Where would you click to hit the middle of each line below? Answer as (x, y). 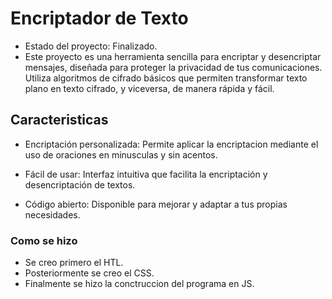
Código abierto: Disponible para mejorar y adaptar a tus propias (156, 204)
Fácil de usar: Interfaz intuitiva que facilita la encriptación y (146, 174)
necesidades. (52, 214)
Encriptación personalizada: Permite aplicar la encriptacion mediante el (171, 144)
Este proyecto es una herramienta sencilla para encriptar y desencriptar (173, 56)
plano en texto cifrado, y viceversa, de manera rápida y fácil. (149, 88)
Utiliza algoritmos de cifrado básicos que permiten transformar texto (166, 78)
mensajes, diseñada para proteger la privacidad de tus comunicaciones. (173, 67)
